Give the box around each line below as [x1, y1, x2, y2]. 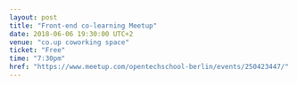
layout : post [9, 12, 58, 22]
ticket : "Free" [9, 46, 66, 55]
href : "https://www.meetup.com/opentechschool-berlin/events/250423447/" [9, 63, 290, 72]
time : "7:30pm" [9, 54, 66, 63]
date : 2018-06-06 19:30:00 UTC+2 [9, 29, 134, 38]
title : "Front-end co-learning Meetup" [9, 21, 158, 30]
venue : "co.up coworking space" [9, 37, 129, 47]
